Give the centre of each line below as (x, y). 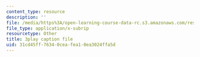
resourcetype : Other (32, 34)
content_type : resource (36, 12)
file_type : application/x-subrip (48, 28)
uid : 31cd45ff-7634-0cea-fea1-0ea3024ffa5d (61, 45)
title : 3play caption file (40, 39)
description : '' (26, 17)
